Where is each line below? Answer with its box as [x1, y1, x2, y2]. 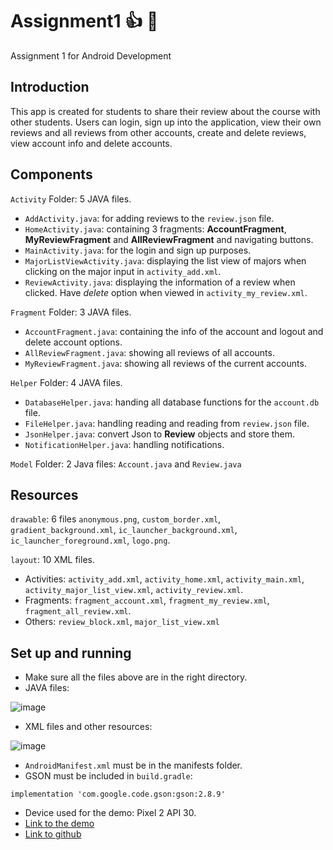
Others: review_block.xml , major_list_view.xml [24, 616, 220, 628]
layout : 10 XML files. [10, 554, 95, 566]
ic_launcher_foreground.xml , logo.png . [10, 534, 171, 547]
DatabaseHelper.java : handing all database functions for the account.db [24, 396, 320, 408]
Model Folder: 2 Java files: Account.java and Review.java [10, 458, 242, 470]
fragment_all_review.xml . [24, 605, 132, 617]
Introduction [10, 79, 90, 96]
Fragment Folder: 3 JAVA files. [10, 306, 132, 318]
